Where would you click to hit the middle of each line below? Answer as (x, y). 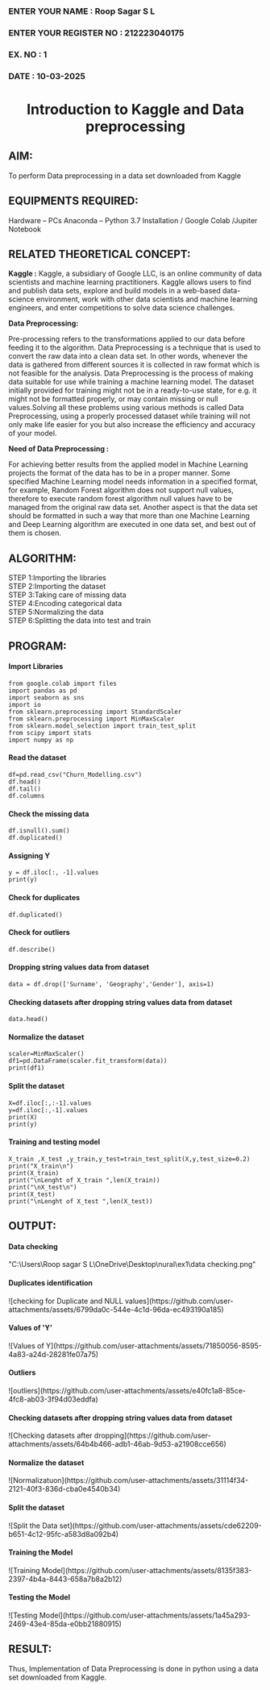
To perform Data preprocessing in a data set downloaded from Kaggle (125, 176)
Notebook (25, 229)
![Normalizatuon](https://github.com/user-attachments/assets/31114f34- (129, 1480)
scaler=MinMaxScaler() (46, 1054)
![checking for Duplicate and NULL (66, 1301)
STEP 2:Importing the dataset (57, 587)
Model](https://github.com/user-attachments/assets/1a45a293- (145, 1615)
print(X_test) (32, 1194)
